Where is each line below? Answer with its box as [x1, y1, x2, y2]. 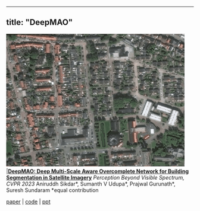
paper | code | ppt [6, 198, 51, 205]
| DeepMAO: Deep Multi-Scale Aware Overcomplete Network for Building [6, 167, 189, 175]
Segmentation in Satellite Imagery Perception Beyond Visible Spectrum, [6, 174, 185, 181]
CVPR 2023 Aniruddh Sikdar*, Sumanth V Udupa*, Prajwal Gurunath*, [6, 180, 176, 187]
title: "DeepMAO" [6, 17, 73, 27]
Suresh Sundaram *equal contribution [6, 186, 99, 193]
